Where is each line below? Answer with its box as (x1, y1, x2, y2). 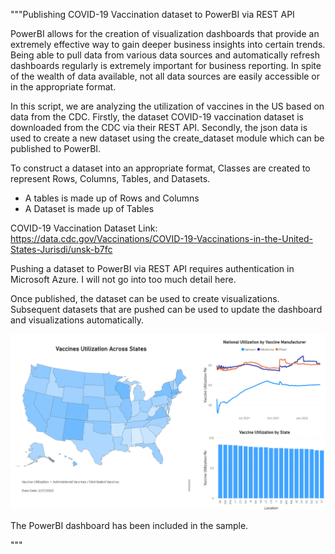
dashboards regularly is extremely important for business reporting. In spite (10, 60, 322, 71)
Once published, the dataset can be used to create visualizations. (10, 293, 280, 304)
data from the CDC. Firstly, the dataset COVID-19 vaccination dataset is (10, 111, 305, 123)
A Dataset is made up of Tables (24, 203, 155, 214)
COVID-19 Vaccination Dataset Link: (10, 222, 158, 234)
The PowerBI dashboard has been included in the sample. (10, 519, 249, 531)
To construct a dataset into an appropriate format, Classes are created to (10, 162, 311, 174)
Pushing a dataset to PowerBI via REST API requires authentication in (10, 263, 295, 274)
